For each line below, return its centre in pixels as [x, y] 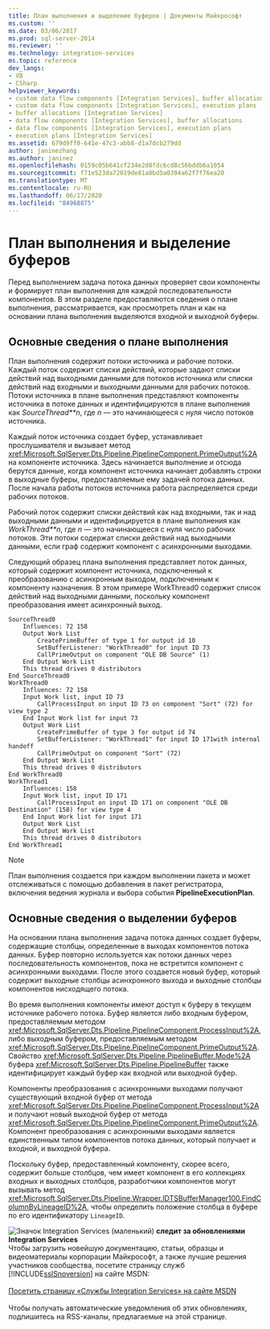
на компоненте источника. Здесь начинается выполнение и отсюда [125, 462]
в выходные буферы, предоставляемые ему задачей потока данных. [127, 479]
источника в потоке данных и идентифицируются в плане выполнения [129, 404]
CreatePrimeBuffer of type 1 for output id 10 [117, 641]
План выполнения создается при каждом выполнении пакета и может [129, 876]
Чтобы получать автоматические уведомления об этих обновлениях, [128, 1308]
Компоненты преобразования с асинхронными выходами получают [126, 1089]
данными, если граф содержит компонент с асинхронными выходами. [130, 547]
